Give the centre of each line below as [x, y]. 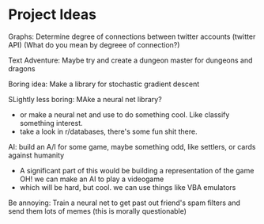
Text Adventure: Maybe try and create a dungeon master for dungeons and [130, 60]
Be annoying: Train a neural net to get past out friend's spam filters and [124, 203]
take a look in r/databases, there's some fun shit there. [108, 131]
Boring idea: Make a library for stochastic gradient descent [104, 84]
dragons [22, 68]
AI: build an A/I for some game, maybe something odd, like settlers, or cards [132, 146]
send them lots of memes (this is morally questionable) [98, 211]
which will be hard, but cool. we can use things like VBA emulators [128, 187]
